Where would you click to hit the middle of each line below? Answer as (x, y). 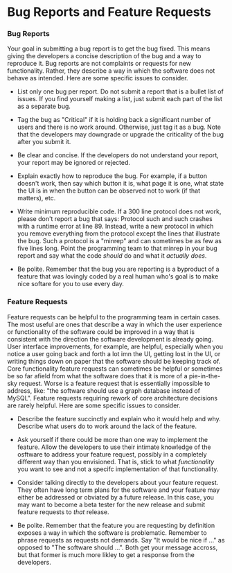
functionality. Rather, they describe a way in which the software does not (111, 71)
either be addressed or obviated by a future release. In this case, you (116, 497)
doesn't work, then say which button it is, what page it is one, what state (121, 184)
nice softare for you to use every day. (71, 284)
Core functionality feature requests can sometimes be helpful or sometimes (115, 369)
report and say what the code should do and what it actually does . (112, 256)
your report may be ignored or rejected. (73, 163)
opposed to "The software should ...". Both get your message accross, (117, 547)
